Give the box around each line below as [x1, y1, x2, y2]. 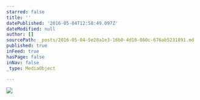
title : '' [6, 15, 32, 21]
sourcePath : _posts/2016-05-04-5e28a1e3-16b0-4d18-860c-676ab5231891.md [6, 37, 195, 43]
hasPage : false [6, 54, 45, 60]
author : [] [6, 32, 34, 38]
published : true [6, 43, 47, 49]
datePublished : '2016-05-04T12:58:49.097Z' [6, 20, 119, 26]
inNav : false [6, 59, 40, 65]
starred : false [6, 8, 45, 15]
